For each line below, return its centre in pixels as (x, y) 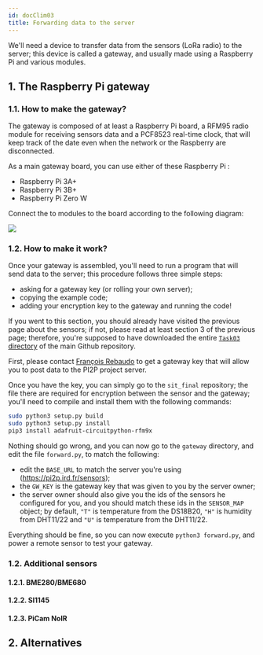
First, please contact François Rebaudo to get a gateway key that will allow (129, 362)
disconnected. (31, 151)
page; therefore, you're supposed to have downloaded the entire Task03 (124, 338)
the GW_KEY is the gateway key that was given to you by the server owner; (137, 486)
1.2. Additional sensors (53, 564)
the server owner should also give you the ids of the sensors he (122, 495)
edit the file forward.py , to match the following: (84, 454)
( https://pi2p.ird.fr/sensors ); (65, 478)
